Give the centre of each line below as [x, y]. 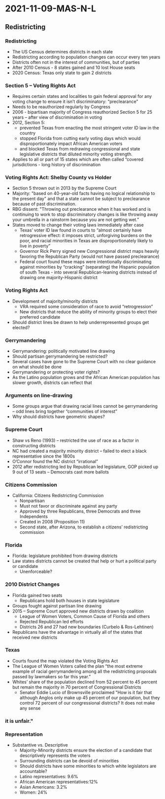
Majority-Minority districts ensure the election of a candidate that [86, 751]
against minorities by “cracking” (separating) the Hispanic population [90, 267]
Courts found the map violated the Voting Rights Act [65, 660]
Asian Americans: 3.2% [43, 787]
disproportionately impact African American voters [71, 143]
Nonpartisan [32, 501]
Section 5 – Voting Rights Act [40, 86]
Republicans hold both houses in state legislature [69, 600]
